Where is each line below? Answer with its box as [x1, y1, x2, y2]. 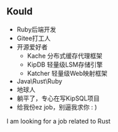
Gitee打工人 [16, 34, 51, 42]
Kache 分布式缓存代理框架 [27, 51, 103, 60]
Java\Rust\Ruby [16, 77, 63, 85]
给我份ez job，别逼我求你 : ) [16, 103, 97, 111]
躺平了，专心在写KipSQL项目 [16, 94, 100, 103]
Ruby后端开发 [16, 25, 57, 34]
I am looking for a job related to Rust [6, 117, 111, 125]
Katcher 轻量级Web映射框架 [27, 69, 108, 77]
